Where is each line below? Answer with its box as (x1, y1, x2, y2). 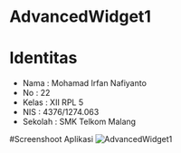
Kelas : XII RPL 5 (22, 97, 84, 108)
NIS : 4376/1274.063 (22, 107, 100, 118)
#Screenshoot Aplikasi (9, 134, 93, 145)
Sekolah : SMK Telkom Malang (22, 116, 137, 128)
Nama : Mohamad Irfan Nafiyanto (22, 78, 148, 89)
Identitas (9, 48, 78, 69)
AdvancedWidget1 (9, 6, 152, 27)
